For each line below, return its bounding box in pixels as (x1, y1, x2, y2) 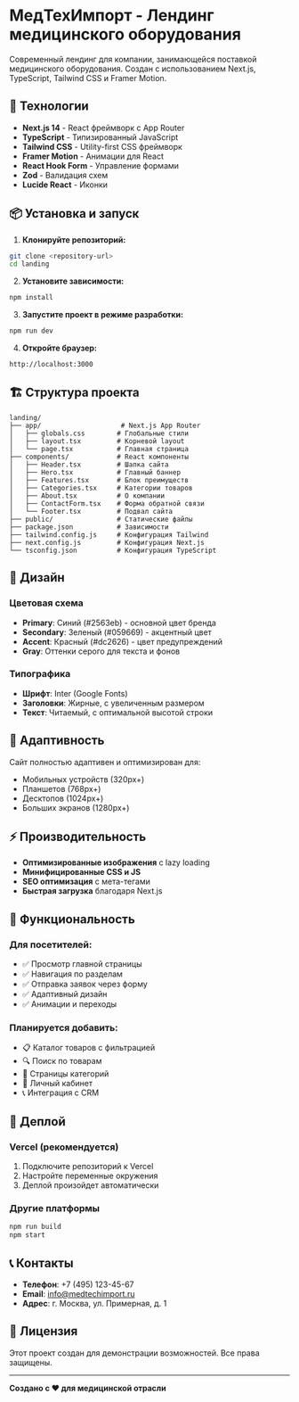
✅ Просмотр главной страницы (21, 959, 142, 969)
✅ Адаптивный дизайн (21, 989, 108, 1000)
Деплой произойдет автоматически (21, 1180, 159, 1191)
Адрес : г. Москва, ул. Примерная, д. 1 (21, 1299, 167, 1309)
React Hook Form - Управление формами (21, 160, 180, 170)
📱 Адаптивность (9, 733, 105, 748)
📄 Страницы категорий (21, 1068, 109, 1079)
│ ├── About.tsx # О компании (9, 491, 166, 500)
